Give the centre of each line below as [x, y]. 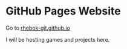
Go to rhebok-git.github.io [38, 28]
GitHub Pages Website [63, 11]
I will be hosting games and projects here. [58, 39]
